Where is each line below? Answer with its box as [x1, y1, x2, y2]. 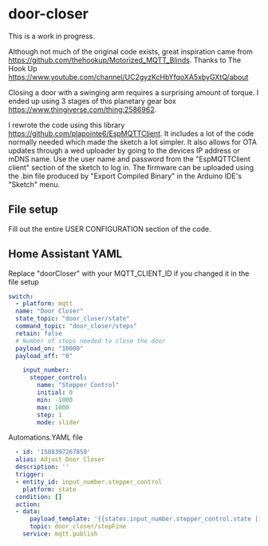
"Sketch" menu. [8, 179, 61, 189]
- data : [15, 508, 41, 516]
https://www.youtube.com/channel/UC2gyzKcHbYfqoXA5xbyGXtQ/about [8, 72, 249, 82]
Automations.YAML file [8, 432, 84, 442]
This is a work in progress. [8, 31, 96, 41]
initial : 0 [37, 389, 73, 397]
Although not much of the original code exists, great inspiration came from [8, 46, 254, 56]
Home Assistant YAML [8, 247, 123, 261]
